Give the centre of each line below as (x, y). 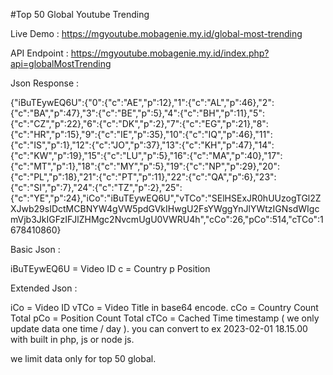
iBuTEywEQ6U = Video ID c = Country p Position (110, 268)
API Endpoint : (39, 53)
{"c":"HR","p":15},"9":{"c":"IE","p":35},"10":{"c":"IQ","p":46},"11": (141, 134)
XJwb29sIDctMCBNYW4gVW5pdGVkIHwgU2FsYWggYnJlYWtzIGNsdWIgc (165, 208)
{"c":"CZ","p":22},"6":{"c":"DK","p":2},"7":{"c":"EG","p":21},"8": (139, 123)
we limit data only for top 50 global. (83, 358)
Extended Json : (44, 288)
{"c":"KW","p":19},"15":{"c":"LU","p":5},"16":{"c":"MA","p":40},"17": (146, 155)
